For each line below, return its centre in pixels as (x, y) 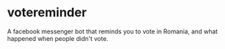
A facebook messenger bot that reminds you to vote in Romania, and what (112, 31)
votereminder (47, 13)
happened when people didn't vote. (58, 38)
